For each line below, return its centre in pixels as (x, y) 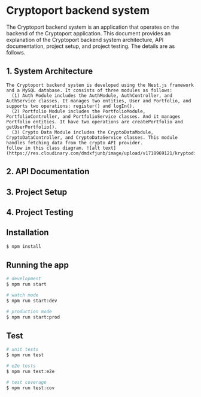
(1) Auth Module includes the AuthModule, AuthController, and (92, 96)
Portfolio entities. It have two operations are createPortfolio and (95, 122)
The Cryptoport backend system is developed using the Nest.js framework (100, 85)
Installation (28, 233)
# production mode (29, 311)
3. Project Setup (37, 192)
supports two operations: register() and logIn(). (71, 106)
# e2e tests (21, 366)
